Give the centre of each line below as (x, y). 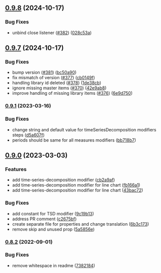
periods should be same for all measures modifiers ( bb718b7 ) (74, 140)
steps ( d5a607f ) (28, 135)
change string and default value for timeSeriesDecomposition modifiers (84, 129)
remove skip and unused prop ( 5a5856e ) (53, 229)
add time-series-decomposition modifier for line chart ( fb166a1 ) (76, 185)
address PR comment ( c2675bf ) (44, 219)
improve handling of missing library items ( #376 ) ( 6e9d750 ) (72, 93)
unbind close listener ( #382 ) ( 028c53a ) (52, 32)
